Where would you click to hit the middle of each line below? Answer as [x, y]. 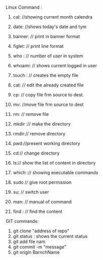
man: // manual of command [42, 202]
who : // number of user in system [48, 56]
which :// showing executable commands [56, 172]
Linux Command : [24, 7]
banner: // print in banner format [46, 36]
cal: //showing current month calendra [53, 17]
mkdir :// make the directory [42, 124]
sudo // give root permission [42, 182]
